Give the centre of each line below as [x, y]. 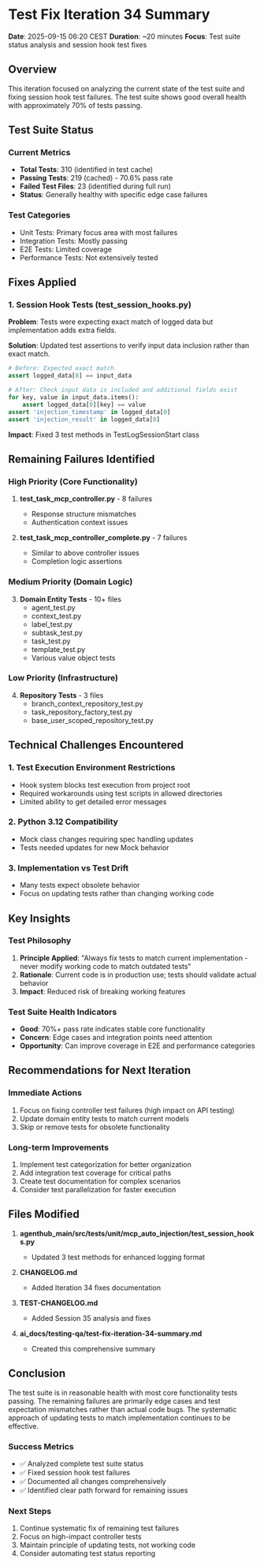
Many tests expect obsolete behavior [80, 886]
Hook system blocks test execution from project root [105, 785]
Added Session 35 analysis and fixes [91, 1318]
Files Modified [44, 1215]
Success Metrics [41, 1446]
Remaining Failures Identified [82, 459]
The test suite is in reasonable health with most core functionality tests [123, 1393]
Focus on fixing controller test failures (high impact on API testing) [127, 1110]
